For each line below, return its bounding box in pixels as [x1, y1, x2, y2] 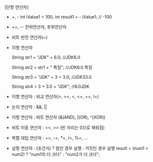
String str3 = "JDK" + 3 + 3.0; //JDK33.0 [11, 74, 92, 80]
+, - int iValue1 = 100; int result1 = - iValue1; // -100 [11, 14, 112, 19]
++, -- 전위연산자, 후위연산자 [11, 24, 67, 30]
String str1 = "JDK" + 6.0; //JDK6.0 [11, 54, 81, 60]
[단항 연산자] [4, 4, 29, 10]
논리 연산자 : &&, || [11, 104, 47, 109]
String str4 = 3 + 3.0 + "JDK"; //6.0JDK [11, 84, 89, 89]
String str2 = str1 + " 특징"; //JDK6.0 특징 [11, 65, 93, 70]
